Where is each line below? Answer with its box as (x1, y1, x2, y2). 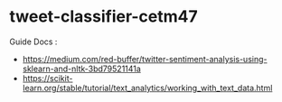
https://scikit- (22, 72, 73, 83)
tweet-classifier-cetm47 (9, 6, 199, 27)
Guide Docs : (9, 36, 58, 47)
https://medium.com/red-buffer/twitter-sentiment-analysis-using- (22, 53, 268, 64)
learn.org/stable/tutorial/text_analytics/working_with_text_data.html (22, 82, 273, 93)
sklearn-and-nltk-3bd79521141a (22, 63, 142, 74)
